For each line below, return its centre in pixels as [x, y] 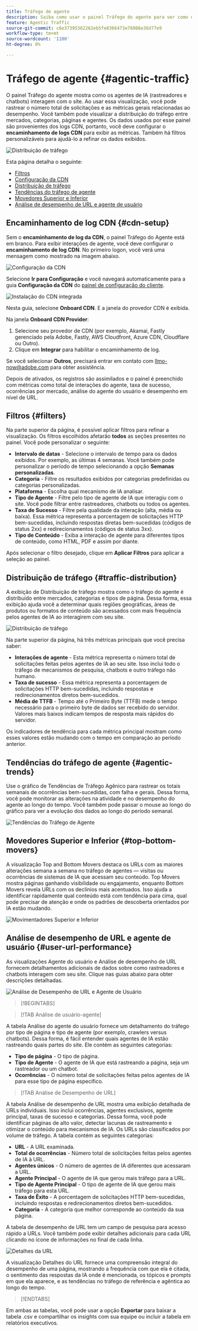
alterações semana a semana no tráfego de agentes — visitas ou [85, 870]
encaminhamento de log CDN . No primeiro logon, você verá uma [85, 250]
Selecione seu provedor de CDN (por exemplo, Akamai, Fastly [90, 331]
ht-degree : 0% [24, 45]
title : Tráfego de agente [38, 11]
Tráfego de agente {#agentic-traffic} [98, 79]
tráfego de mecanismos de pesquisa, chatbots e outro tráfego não [95, 670]
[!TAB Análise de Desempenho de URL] [68, 1092]
